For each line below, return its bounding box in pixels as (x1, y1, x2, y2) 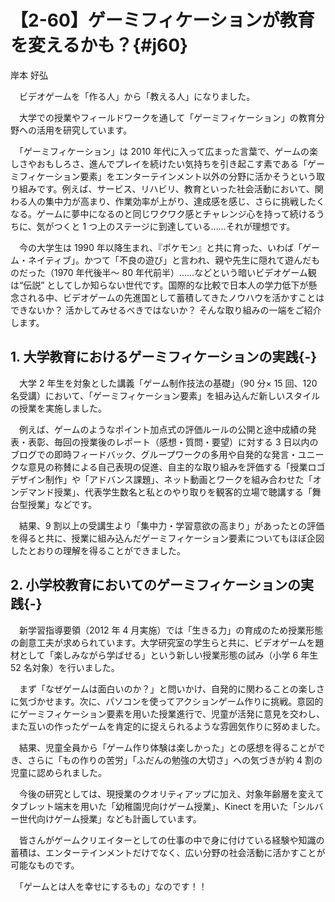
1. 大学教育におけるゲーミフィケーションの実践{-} (10, 349, 318, 366)
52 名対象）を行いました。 (10, 661, 120, 673)
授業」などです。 (27, 498, 98, 510)
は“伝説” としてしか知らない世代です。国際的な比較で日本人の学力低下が (10, 279, 309, 291)
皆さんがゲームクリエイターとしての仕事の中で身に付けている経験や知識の (18, 834, 325, 846)
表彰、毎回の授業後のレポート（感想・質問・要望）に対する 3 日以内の (27, 436, 319, 448)
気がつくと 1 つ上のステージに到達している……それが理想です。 (36, 220, 296, 232)
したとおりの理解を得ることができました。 (10, 544, 186, 556)
